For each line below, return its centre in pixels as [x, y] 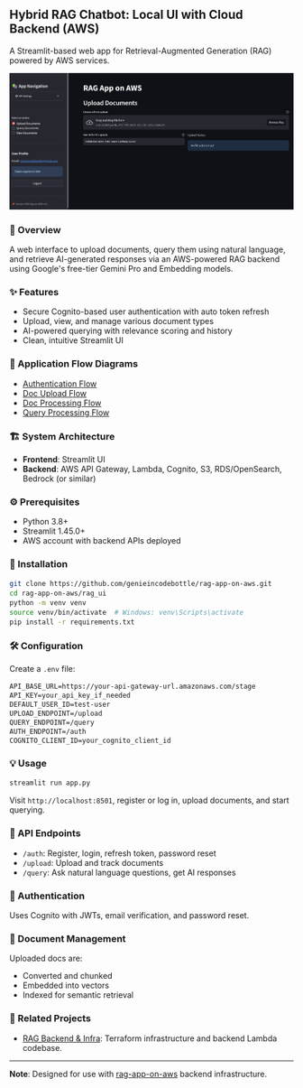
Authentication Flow [60, 384]
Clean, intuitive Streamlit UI [73, 340]
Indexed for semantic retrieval [78, 995]
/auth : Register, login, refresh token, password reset [119, 853]
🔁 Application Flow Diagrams [73, 364]
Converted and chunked [67, 976]
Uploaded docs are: [46, 958]
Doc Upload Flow [55, 393]
